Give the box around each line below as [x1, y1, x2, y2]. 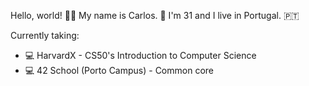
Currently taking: [10, 30, 80, 41]
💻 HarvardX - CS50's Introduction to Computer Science [24, 50, 257, 61]
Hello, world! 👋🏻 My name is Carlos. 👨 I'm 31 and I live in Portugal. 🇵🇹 [10, 10, 300, 21]
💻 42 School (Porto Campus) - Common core [24, 65, 214, 76]
